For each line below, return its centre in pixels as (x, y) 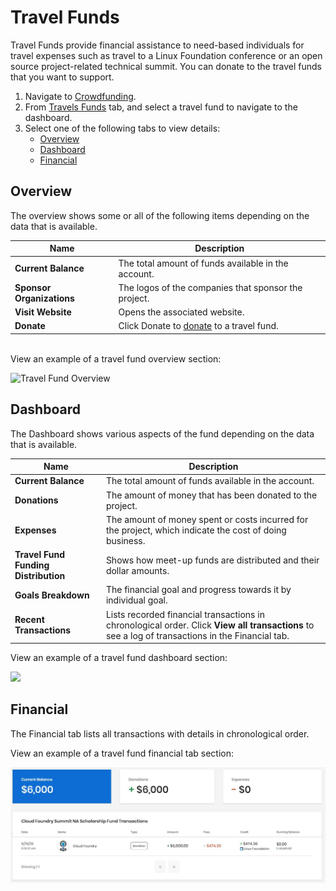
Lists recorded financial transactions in (185, 614)
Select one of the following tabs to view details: (122, 128)
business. (125, 540)
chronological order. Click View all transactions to (210, 625)
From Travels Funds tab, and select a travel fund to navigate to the (161, 107)
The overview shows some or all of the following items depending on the (160, 215)
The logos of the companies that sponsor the (210, 287)
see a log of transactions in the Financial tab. (197, 635)
